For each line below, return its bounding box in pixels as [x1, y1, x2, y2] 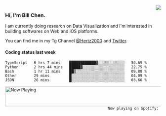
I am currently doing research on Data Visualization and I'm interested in [5, 23, 152, 29]
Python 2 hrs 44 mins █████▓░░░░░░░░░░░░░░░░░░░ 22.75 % [5, 64, 147, 70]
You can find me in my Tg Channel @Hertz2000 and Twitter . [5, 38, 127, 44]
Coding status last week [5, 49, 56, 55]
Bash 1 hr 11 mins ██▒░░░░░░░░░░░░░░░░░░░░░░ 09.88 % [5, 69, 147, 74]
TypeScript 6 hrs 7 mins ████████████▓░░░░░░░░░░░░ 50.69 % [5, 60, 147, 65]
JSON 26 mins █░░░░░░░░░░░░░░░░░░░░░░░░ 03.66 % [5, 77, 147, 82]
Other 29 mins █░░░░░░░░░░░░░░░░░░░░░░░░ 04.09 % [5, 73, 147, 78]
